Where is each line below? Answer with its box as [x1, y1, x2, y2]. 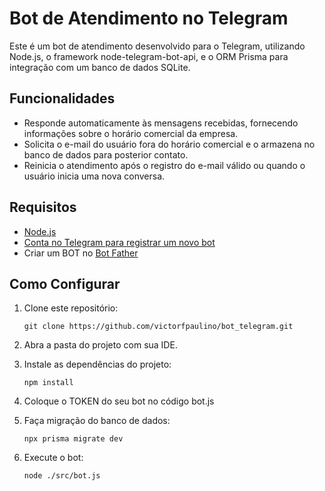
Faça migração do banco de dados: [23, 415, 171, 427]
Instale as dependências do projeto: [23, 358, 172, 371]
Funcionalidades [9, 90, 116, 107]
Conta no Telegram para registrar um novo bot [23, 236, 216, 248]
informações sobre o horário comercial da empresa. [23, 127, 239, 139]
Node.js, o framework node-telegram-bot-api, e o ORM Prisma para [9, 50, 289, 62]
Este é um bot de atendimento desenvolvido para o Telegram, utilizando [9, 40, 306, 52]
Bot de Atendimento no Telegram [9, 7, 289, 30]
